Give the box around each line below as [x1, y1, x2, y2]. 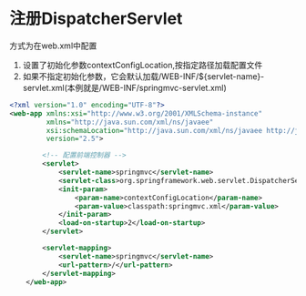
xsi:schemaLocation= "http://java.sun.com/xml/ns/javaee [46, 126, 262, 135]
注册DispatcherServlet [9, 8, 183, 29]
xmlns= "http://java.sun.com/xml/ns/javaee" [46, 117, 214, 127]
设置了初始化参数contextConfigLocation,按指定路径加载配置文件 [22, 59, 263, 70]
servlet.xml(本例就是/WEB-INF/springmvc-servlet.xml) [22, 82, 228, 93]
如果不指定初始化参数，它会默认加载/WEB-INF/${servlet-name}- [22, 70, 265, 82]
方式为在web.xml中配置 [9, 40, 97, 51]
